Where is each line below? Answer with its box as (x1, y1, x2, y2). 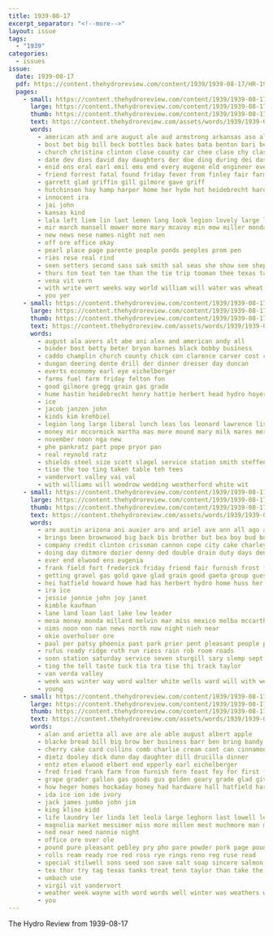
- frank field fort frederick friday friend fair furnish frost (37, 564, 260, 572)
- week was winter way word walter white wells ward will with (37, 677, 256, 686)
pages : (15, 87, 38, 96)
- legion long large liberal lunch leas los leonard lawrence (37, 420, 253, 429)
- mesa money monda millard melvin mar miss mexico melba (37, 616, 238, 625)
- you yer (37, 292, 71, 300)
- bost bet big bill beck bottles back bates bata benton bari (37, 140, 256, 149)
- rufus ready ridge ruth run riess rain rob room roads (37, 647, 234, 655)
